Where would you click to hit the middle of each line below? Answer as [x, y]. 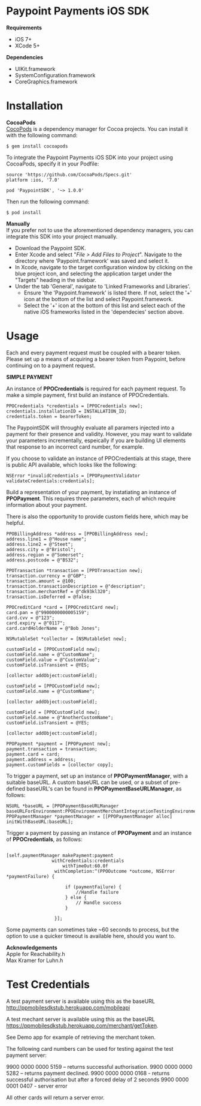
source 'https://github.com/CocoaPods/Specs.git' [69, 175]
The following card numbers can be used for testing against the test [90, 1048]
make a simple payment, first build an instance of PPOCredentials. [88, 395]
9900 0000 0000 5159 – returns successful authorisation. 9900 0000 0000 [99, 1066]
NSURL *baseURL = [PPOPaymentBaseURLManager [63, 806]
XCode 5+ [27, 46]
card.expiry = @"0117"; [36, 623]
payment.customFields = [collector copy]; [60, 765]
